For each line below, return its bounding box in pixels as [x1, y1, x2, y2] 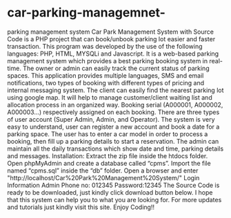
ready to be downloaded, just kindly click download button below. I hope [7, 188, 213, 197]
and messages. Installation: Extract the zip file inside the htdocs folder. [7, 151, 208, 160]
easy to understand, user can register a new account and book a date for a [7, 122, 220, 131]
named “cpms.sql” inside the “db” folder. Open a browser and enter [7, 166, 199, 175]
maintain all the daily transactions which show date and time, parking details [7, 144, 224, 153]
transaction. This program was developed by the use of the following [7, 42, 203, 50]
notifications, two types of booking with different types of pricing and [7, 78, 205, 87]
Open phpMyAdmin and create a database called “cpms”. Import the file [7, 159, 212, 167]
